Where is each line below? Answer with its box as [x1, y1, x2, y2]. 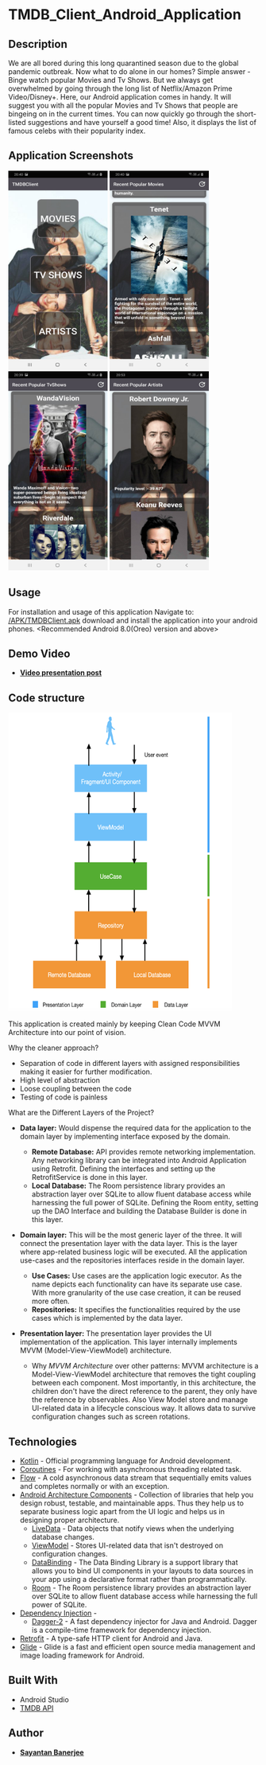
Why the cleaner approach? [8, 1043, 99, 1052]
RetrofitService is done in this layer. [31, 1173, 148, 1182]
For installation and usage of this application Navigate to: [8, 607, 195, 616]
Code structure [8, 691, 85, 705]
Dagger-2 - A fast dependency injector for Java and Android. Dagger [31, 1617, 258, 1626]
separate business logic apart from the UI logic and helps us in [19, 1507, 225, 1517]
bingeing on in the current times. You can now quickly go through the [8, 109, 235, 119]
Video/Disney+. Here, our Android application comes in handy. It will [8, 92, 232, 101]
